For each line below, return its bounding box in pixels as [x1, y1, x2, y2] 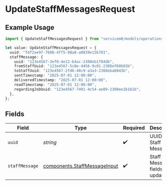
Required [123, 124, 145, 131]
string [43, 139, 57, 146]
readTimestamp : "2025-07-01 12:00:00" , [14, 82, 97, 87]
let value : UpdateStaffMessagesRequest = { [5, 45, 97, 50]
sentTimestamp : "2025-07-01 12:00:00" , [14, 73, 97, 78]
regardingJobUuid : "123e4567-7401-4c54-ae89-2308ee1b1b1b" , [14, 87, 141, 92]
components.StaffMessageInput [43, 163, 118, 170]
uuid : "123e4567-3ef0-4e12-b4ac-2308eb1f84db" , [14, 59, 114, 64]
